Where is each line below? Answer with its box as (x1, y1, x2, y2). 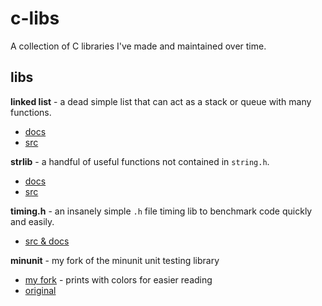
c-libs (10, 7, 60, 30)
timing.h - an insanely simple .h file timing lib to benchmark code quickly (10, 205, 313, 217)
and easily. (10, 215, 55, 227)
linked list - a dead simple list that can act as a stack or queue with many (10, 95, 312, 107)
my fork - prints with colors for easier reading (24, 273, 213, 286)
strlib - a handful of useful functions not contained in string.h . (10, 155, 270, 167)
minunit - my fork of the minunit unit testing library (10, 254, 220, 266)
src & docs (24, 235, 70, 247)
